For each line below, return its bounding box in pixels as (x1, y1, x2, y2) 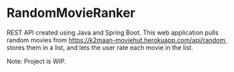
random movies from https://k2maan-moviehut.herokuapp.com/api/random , (6, 35, 228, 44)
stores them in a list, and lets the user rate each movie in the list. (6, 43, 194, 52)
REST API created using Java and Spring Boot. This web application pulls (6, 28, 219, 37)
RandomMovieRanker (6, 5, 135, 21)
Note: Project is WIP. (6, 56, 66, 65)
